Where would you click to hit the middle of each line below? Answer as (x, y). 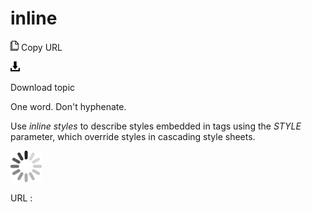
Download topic (43, 87)
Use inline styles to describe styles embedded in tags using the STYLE (156, 126)
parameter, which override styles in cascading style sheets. (133, 136)
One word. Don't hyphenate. (68, 106)
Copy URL (41, 47)
